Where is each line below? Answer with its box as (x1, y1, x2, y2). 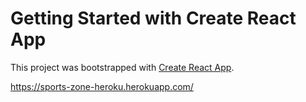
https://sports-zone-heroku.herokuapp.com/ (10, 80, 194, 92)
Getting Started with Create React (10, 7, 297, 30)
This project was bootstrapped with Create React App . (10, 61, 235, 73)
